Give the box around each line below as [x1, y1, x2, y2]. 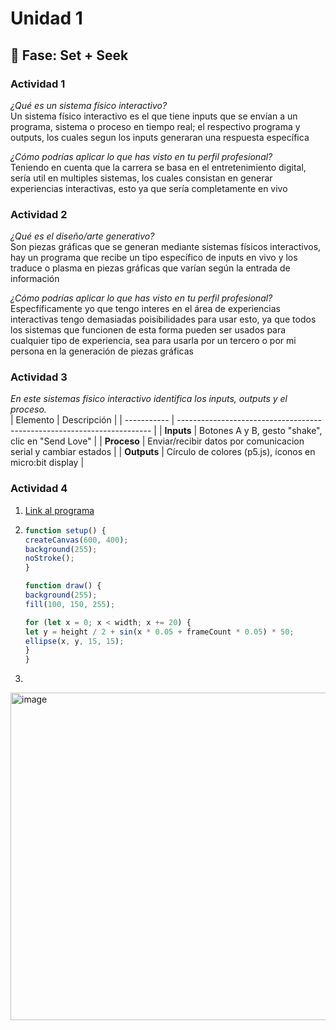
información [10, 273, 60, 285]
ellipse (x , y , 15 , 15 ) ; [24, 636, 125, 646]
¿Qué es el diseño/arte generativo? [10, 230, 155, 242]
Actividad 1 [10, 77, 66, 91]
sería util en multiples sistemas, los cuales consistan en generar [10, 172, 273, 184]
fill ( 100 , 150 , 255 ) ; [24, 599, 116, 609]
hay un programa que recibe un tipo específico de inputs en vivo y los [10, 252, 298, 264]
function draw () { [24, 581, 102, 591]
